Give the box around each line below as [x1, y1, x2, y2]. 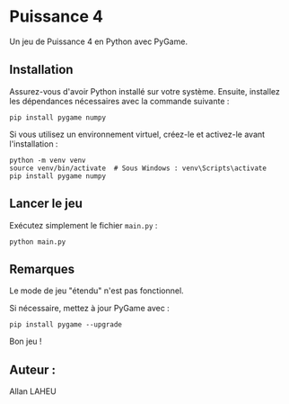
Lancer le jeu [9, 196, 83, 211]
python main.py [9, 237, 66, 247]
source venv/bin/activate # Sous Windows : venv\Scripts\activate [9, 164, 267, 173]
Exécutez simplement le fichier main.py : [9, 220, 158, 230]
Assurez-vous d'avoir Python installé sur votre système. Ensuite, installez [9, 85, 280, 96]
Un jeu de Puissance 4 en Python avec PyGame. [9, 36, 188, 47]
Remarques [9, 261, 75, 276]
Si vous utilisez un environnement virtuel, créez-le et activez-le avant [9, 129, 266, 139]
